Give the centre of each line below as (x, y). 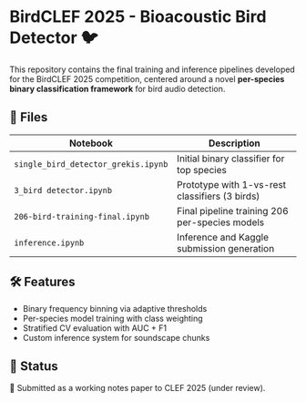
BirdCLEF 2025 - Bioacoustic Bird (138, 17)
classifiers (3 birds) (219, 196)
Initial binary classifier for (231, 159)
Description (235, 143)
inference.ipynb (49, 242)
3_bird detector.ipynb (63, 190)
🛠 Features (42, 282)
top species (202, 170)
